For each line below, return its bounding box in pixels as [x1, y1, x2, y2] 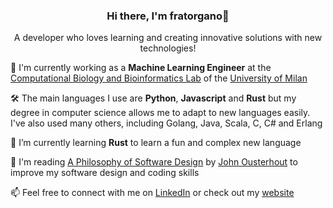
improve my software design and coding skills [10, 167, 200, 179]
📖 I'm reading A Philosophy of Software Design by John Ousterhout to [10, 156, 298, 168]
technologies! [139, 42, 197, 54]
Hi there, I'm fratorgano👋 [106, 9, 230, 23]
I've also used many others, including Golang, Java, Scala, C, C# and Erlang [10, 117, 323, 129]
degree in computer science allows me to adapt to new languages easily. [10, 107, 311, 119]
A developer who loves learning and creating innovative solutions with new [13, 32, 323, 44]
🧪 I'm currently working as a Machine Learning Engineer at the [10, 62, 272, 74]
